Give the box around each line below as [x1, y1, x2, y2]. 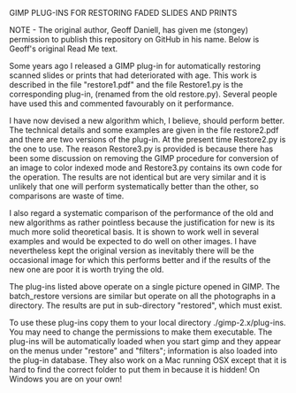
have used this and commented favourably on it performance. [9, 98, 234, 109]
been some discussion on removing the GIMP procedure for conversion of [9, 153, 279, 163]
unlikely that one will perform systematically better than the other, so [9, 181, 259, 191]
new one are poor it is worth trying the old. [9, 265, 164, 274]
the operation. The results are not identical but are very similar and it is [9, 172, 267, 182]
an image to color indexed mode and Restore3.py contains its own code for [9, 163, 283, 173]
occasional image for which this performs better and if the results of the [9, 255, 271, 265]
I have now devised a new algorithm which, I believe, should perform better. [9, 115, 285, 126]
